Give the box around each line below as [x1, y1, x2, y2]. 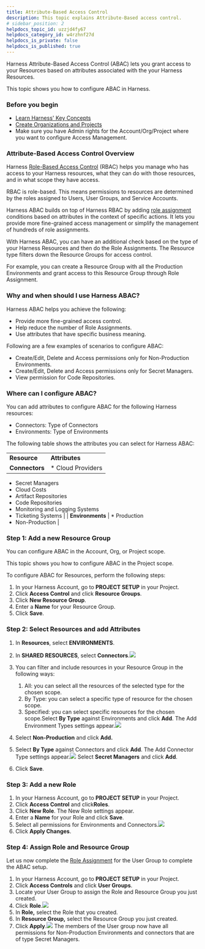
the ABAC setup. [6, 864, 48, 871]
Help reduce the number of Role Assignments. [15, 324, 132, 331]
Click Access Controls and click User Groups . [15, 882, 133, 889]
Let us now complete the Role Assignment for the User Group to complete [6, 857, 193, 864]
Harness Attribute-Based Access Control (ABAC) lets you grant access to [6, 60, 191, 68]
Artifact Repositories [15, 493, 67, 500]
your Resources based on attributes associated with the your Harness [6, 66, 182, 74]
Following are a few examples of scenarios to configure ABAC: [6, 342, 164, 350]
